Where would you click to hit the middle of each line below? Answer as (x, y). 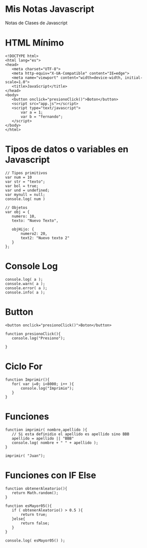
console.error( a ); (26, 288)
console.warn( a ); (25, 284)
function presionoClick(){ (33, 334)
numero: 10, (24, 216)
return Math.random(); (35, 493)
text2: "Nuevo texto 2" (45, 238)
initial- (133, 78)
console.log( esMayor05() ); (35, 541)
